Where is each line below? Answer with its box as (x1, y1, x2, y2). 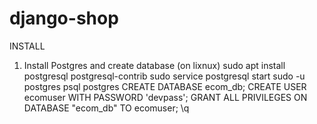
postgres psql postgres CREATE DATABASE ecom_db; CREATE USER (23, 80, 307, 92)
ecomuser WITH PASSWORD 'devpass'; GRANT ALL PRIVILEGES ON (23, 91, 308, 103)
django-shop (9, 7, 119, 30)
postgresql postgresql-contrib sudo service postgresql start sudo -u (23, 70, 306, 82)
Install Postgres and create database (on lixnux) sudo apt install (23, 59, 286, 71)
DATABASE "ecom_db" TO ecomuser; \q (23, 102, 190, 114)
